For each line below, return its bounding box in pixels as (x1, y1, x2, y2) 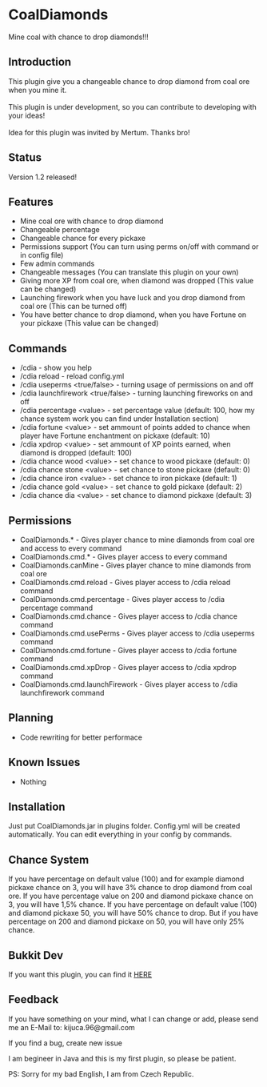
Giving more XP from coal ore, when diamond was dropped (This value (19, 276, 254, 286)
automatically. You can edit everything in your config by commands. (8, 830, 233, 840)
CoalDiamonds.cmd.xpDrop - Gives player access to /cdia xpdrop (19, 663, 237, 672)
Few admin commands (19, 259, 95, 269)
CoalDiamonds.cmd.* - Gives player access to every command (19, 552, 228, 561)
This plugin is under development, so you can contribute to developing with (8, 102, 257, 111)
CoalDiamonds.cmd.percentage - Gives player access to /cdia (19, 595, 225, 604)
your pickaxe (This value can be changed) (19, 319, 159, 328)
